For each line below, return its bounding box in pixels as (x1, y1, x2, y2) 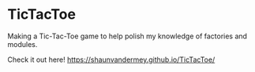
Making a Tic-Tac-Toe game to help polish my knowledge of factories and (7, 31, 248, 41)
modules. (7, 39, 38, 49)
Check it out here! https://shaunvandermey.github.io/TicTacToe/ (7, 55, 216, 64)
